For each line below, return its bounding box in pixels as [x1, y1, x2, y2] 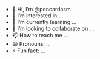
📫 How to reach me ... [12, 32, 68, 39]
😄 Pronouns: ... [12, 40, 52, 48]
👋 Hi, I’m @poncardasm [12, 6, 71, 13]
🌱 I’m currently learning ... [12, 19, 77, 25]
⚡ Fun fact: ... [12, 47, 45, 54]
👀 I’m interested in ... [12, 12, 64, 19]
